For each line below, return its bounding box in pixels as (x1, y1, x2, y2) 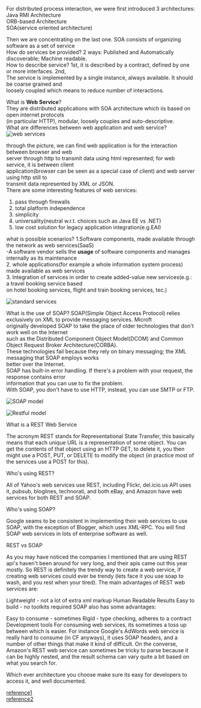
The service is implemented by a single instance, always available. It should (6, 74, 193, 81)
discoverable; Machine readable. (6, 55, 87, 62)
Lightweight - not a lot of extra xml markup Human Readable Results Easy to (6, 597, 195, 604)
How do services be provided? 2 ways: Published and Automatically (6, 49, 174, 56)
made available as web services (6, 267, 85, 274)
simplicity (14, 211, 39, 218)
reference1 (6, 689, 32, 696)
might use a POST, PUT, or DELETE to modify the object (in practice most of (6, 452, 194, 458)
